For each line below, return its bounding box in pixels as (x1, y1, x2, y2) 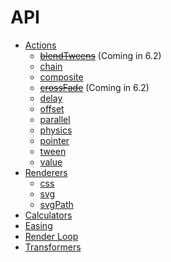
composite (39, 71, 84, 83)
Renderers (24, 166, 68, 178)
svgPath (39, 198, 74, 210)
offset (39, 102, 65, 115)
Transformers (24, 241, 82, 253)
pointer (39, 134, 70, 146)
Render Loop (24, 230, 79, 242)
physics (39, 124, 73, 136)
